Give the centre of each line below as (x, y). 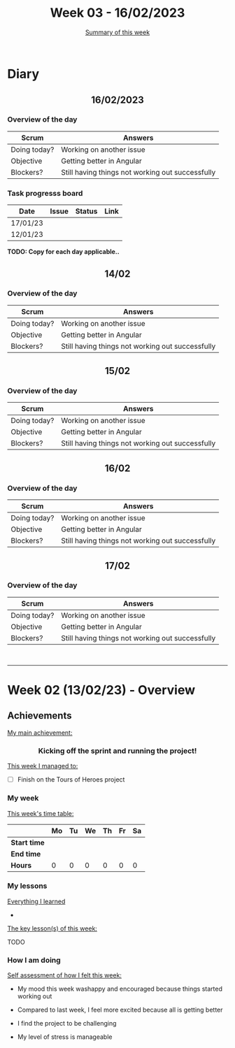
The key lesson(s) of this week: (52, 928)
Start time (28, 842)
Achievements (40, 716)
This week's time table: (41, 813)
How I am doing (34, 960)
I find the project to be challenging (67, 1024)
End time (26, 854)
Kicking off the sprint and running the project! (117, 751)
